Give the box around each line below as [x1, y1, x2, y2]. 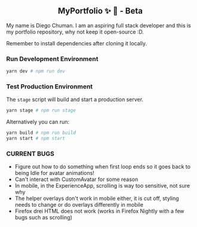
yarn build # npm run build [6, 130, 76, 136]
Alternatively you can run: [6, 118, 70, 125]
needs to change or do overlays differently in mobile [14, 201, 143, 208]
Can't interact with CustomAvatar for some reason [14, 176, 138, 183]
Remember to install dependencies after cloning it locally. [6, 39, 147, 47]
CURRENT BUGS [6, 149, 55, 158]
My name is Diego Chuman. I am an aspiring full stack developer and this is [6, 22, 191, 29]
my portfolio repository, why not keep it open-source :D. [6, 28, 144, 35]
